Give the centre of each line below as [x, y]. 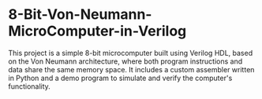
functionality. [30, 86]
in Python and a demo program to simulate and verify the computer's [120, 78]
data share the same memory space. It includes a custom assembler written [131, 69]
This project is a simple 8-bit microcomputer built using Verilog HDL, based [131, 53]
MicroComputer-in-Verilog [97, 31]
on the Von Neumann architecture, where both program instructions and [125, 61]
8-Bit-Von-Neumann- [80, 15]
